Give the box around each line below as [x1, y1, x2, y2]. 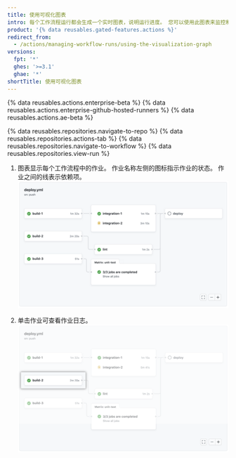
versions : [7, 48, 37, 55]
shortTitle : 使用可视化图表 [7, 78, 82, 85]
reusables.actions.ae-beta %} [7, 113, 93, 122]
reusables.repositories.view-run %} [7, 149, 110, 157]
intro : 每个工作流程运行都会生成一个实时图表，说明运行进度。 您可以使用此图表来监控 [7, 18, 226, 26]
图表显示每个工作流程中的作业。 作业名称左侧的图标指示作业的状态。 [17, 164, 216, 172]
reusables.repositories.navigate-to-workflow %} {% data [7, 141, 172, 150]
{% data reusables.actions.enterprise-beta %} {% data [7, 98, 166, 107]
